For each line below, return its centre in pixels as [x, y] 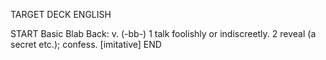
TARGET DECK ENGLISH [61, 14]
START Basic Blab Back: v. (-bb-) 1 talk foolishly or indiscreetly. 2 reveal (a [163, 33]
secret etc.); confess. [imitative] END [86, 44]
